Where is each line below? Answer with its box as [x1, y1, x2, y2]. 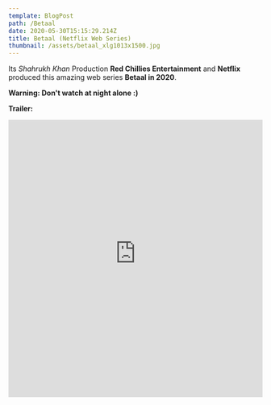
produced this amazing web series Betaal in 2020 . [8, 73, 177, 82]
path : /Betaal [8, 19, 56, 27]
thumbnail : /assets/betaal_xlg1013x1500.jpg [8, 42, 161, 50]
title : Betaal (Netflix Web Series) [8, 34, 131, 43]
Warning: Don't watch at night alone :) [8, 88, 139, 98]
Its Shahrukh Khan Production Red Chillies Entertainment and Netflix [8, 64, 240, 73]
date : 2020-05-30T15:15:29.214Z [8, 27, 117, 35]
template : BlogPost [8, 11, 74, 20]
